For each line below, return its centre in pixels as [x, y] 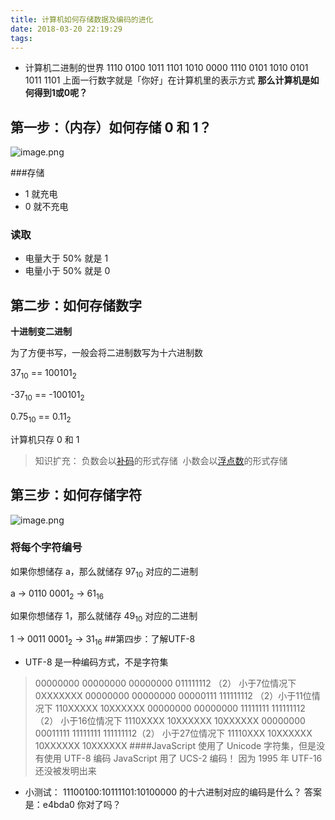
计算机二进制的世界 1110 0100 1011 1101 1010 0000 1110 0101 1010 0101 [166, 68]
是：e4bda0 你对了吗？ [73, 804]
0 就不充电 [46, 207]
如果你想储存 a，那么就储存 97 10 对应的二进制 [104, 572]
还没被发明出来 [65, 770]
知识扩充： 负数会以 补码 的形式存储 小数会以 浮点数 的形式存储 [161, 460]
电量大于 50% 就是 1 [66, 258]
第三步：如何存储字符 [76, 495]
